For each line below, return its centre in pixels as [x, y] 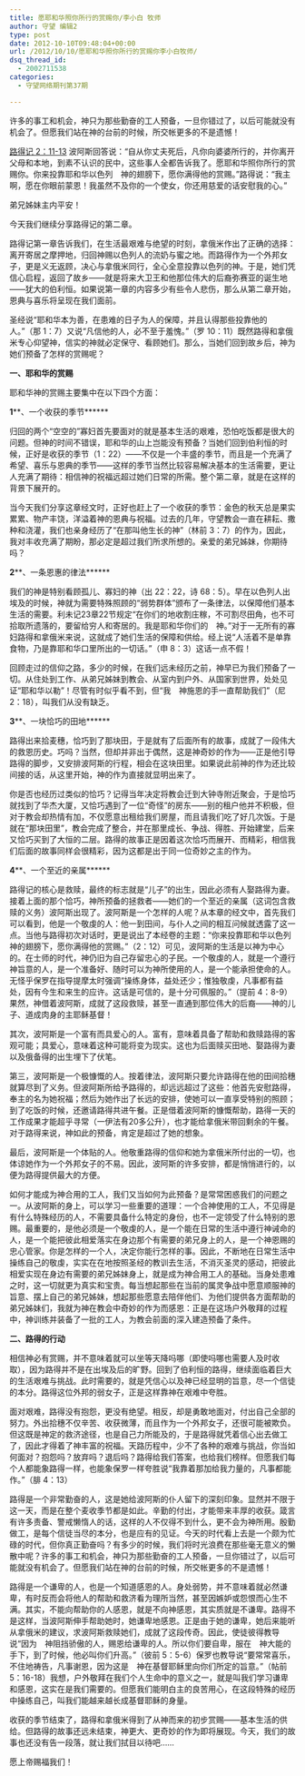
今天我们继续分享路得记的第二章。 [73, 224]
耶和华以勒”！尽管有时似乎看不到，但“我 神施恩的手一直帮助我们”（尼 [153, 690]
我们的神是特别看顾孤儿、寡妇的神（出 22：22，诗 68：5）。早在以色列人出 [150, 591]
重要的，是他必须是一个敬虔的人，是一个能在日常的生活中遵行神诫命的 [164, 1228]
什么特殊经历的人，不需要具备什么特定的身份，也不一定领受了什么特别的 [152, 1216]
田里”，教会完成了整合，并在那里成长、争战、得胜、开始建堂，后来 [170, 828]
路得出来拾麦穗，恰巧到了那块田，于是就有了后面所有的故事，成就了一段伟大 [152, 740]
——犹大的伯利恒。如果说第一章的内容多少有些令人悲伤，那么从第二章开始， [152, 288]
